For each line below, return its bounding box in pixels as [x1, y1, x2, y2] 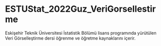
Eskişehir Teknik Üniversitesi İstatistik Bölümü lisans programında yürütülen [5, 30, 157, 36]
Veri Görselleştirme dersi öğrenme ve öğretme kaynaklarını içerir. [5, 35, 136, 41]
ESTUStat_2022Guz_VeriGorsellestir [5, 3, 156, 15]
